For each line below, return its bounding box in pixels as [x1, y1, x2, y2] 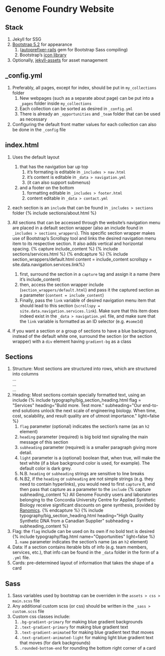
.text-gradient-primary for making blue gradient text [19, 624, 129, 630]
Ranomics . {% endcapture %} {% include [19, 507, 103, 513]
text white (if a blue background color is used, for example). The [19, 460, 150, 466]
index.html [5, 141, 39, 149]
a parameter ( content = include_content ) [19, 292, 104, 298]
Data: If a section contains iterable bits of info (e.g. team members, [12, 544, 148, 550]
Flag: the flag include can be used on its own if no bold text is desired [12, 529, 155, 534]
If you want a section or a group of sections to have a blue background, [12, 328, 158, 334]
